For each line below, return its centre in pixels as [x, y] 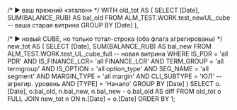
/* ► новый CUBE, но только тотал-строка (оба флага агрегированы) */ [115, 39]
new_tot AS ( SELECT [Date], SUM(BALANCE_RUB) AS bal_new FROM [110, 46]
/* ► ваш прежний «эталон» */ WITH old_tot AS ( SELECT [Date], [104, 10]
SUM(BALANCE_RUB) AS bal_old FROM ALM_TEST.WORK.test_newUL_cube [119, 18]
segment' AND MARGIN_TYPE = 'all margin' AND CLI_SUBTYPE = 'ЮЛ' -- [115, 76]
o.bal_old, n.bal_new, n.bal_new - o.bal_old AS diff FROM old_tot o [125, 91]
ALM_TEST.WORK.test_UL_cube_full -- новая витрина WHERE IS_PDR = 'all [118, 54]
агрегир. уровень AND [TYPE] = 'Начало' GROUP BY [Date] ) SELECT [111, 84]
